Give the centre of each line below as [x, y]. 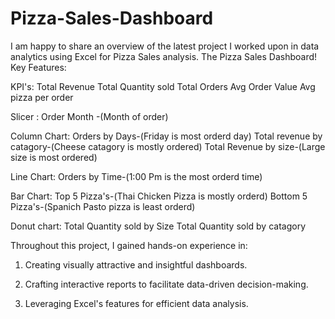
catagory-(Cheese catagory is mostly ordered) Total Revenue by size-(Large [168, 146]
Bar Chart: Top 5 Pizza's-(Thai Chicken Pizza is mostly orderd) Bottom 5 [159, 196]
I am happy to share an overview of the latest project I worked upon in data [165, 46]
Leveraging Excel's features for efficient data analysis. [136, 303]
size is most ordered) [54, 157]
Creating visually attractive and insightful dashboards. [136, 264]
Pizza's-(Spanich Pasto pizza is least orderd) [103, 206]
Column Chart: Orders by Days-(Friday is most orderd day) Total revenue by [166, 136]
